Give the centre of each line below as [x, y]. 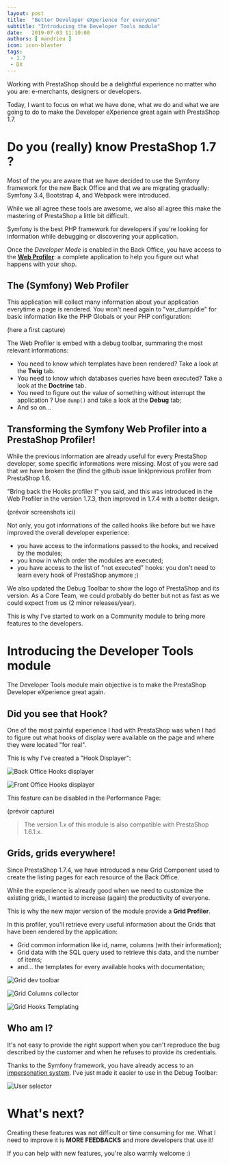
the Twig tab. [36, 371]
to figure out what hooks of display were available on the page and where [111, 737]
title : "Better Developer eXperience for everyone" [84, 20]
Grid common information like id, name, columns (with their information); [119, 945]
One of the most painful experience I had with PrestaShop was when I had [112, 730]
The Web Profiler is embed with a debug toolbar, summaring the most [105, 343]
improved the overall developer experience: [68, 533]
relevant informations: [38, 351]
